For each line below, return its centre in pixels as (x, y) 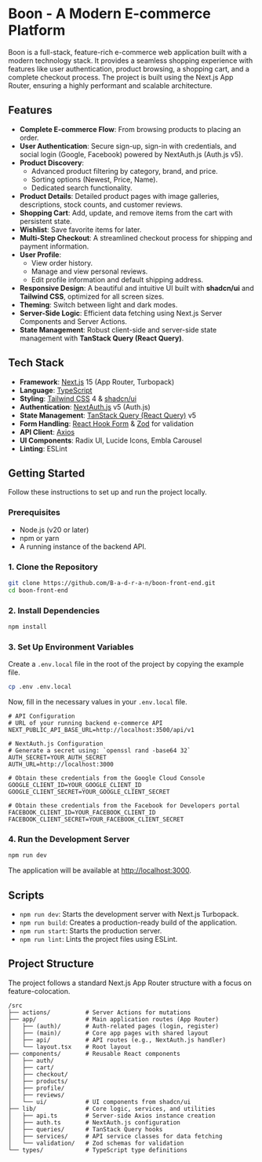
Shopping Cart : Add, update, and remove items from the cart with (126, 212)
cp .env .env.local (40, 687)
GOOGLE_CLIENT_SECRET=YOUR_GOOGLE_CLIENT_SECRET (89, 792)
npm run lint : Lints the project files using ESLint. (98, 940)
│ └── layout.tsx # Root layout (70, 1046)
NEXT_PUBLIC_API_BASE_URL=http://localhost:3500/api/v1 (101, 730)
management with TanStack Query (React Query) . (102, 338)
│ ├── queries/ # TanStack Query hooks (86, 1129)
